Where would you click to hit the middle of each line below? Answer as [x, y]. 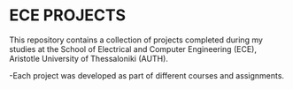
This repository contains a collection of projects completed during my [136, 40]
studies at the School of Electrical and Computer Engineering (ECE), [133, 49]
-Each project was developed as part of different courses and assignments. [147, 75]
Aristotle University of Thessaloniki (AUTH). [89, 58]
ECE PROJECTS [68, 15]
